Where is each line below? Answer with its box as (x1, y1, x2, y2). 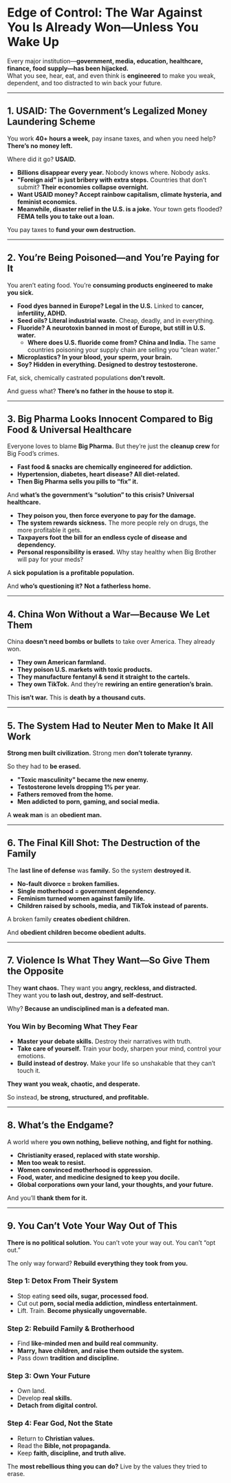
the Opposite (7, 965, 64, 977)
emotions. (16, 1051, 46, 1060)
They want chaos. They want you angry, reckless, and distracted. (7, 983, 197, 992)
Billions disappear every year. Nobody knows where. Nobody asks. (16, 168, 211, 176)
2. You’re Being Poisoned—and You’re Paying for (7, 252, 220, 264)
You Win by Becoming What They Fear (7, 1021, 138, 1031)
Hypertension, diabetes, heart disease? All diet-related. (16, 470, 180, 478)
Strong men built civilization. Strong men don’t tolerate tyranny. (7, 749, 193, 757)
